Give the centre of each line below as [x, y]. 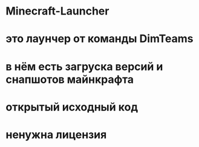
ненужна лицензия [56, 135]
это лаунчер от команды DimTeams [99, 39]
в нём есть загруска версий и [84, 66]
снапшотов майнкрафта [70, 79]
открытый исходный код [72, 107]
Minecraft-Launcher [57, 11]
